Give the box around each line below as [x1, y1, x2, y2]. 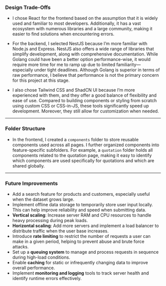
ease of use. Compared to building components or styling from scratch [12, 98, 157, 104]
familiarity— [116, 61, 141, 68]
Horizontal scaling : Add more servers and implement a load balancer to [12, 223, 159, 229]
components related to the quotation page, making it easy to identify [12, 152, 152, 158]
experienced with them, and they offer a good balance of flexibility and [12, 92, 157, 98]
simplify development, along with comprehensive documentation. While [12, 51, 158, 57]
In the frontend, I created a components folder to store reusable [12, 136, 139, 142]
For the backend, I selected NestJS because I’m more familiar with [12, 41, 148, 47]
